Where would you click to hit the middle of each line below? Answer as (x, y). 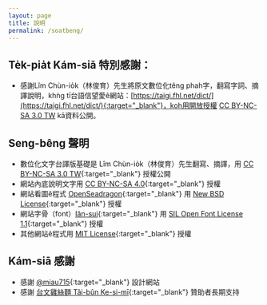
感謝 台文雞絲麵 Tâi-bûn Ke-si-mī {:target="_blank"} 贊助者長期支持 (130, 291)
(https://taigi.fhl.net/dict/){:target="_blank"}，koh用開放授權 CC (125, 105)
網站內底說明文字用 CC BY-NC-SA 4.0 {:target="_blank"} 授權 (120, 184)
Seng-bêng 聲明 (49, 143)
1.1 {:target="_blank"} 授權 (62, 224)
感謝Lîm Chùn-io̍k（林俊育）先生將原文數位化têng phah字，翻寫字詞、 (135, 85)
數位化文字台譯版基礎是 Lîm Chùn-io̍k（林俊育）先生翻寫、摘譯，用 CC (137, 164)
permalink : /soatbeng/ (46, 30)
